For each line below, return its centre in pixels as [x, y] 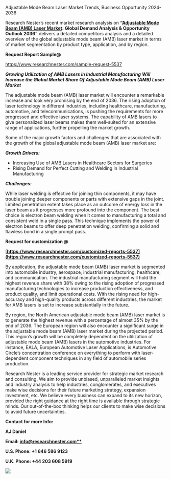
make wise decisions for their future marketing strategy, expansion [76, 390]
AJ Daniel [16, 431]
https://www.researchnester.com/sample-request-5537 [64, 64]
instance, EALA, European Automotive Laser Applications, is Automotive [81, 347]
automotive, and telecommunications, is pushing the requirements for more [84, 111]
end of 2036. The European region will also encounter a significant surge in [84, 325]
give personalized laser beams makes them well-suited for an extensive [81, 122]
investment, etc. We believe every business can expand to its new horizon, [84, 395]
